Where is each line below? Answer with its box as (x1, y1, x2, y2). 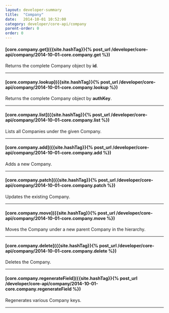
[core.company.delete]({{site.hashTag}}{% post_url (5, 242, 117, 249)
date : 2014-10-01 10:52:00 (5, 17, 66, 22)
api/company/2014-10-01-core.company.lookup (5, 84, 109, 90)
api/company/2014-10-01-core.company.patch (5, 182, 107, 188)
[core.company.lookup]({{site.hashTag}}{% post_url (5, 79, 118, 85)
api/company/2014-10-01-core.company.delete (5, 248, 108, 254)
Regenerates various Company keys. (5, 297, 81, 303)
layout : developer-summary (5, 7, 62, 13)
